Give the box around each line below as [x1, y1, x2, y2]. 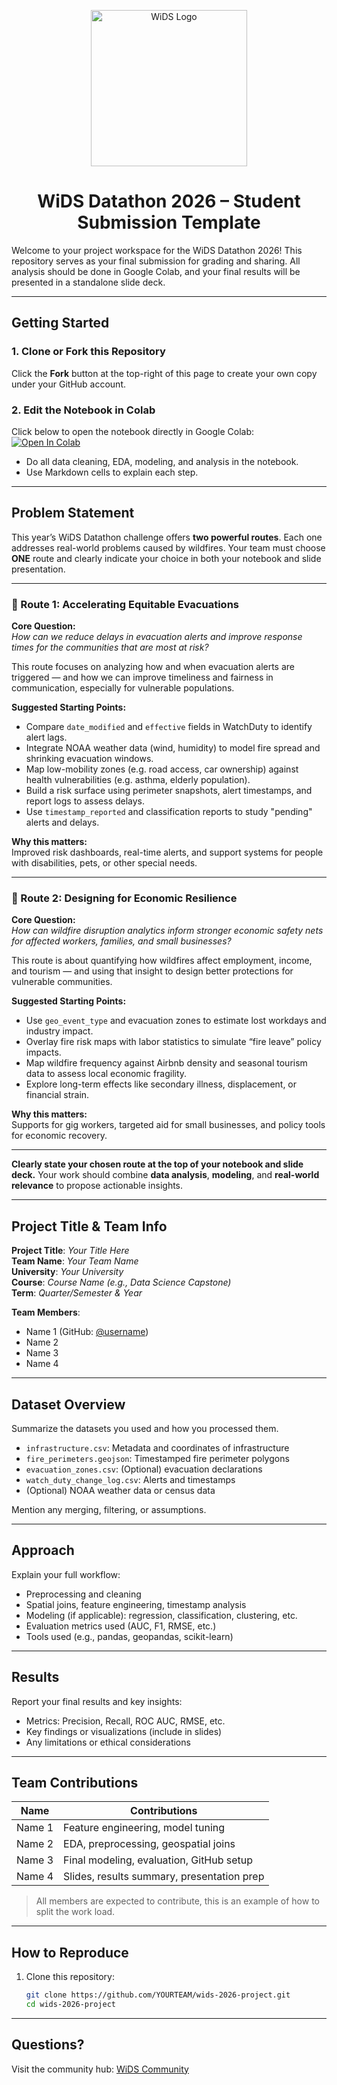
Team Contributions [11, 1774, 139, 1791]
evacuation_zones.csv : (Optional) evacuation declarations [25, 1463, 263, 1475]
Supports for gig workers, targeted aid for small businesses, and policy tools [11, 1119, 326, 1131]
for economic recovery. [11, 1130, 108, 1142]
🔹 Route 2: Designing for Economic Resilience [11, 891, 238, 905]
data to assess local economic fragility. [25, 1068, 188, 1080]
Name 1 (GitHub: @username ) [25, 1326, 149, 1338]
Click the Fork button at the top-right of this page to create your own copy [11, 367, 318, 379]
